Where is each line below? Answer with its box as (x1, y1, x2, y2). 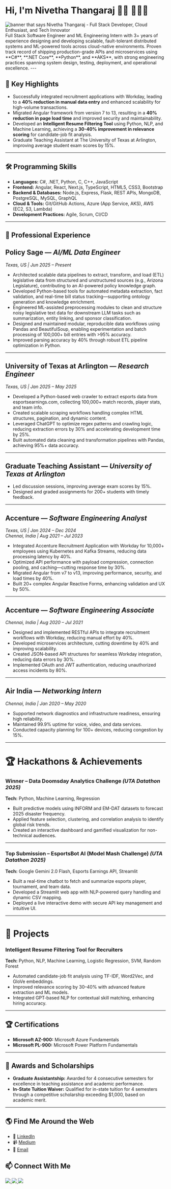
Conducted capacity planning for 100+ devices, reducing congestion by (12, 726, 163, 733)
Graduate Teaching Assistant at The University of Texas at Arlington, (12, 136, 157, 143)
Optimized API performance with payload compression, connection (12, 559, 154, 565)
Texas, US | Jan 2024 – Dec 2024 (5, 528, 76, 534)
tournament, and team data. (12, 883, 71, 889)
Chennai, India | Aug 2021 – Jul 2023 (5, 533, 83, 539)
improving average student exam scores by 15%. (12, 142, 115, 148)
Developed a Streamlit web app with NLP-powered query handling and (12, 889, 161, 895)
